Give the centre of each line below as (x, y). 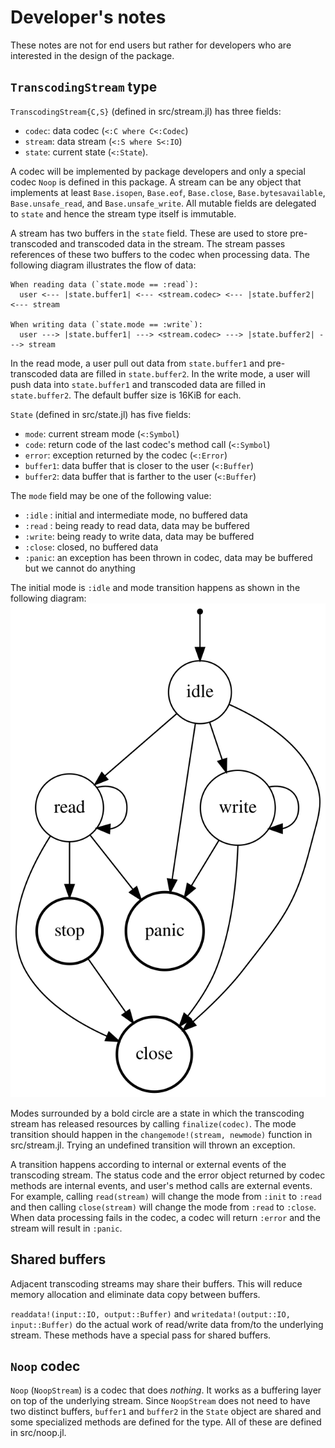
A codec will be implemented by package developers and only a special (158, 171)
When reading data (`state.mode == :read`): (104, 284)
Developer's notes (88, 17)
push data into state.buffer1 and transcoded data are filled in (138, 384)
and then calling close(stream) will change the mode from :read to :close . (163, 1207)
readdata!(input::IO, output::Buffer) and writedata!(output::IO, (150, 1313)
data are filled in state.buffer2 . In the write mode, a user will (185, 373)
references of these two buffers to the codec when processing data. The (160, 254)
